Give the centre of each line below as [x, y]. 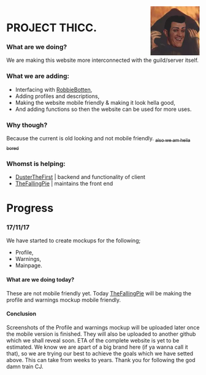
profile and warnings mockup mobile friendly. [64, 300]
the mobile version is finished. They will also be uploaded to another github [101, 334]
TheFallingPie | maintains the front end [64, 183]
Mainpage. [29, 265]
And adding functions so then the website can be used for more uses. [103, 109]
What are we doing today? [40, 280]
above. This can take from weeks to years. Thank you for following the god [101, 360]
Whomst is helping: [36, 164]
